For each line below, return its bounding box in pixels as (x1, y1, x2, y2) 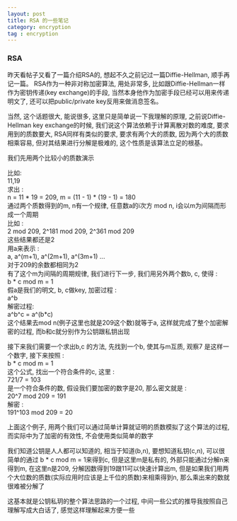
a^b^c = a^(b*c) (7, 310, 53, 318)
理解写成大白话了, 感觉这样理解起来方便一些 (7, 505, 135, 514)
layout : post (7, 10, 46, 18)
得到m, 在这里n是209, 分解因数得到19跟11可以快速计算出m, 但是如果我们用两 (7, 464, 229, 472)
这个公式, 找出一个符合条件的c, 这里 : (7, 367, 115, 375)
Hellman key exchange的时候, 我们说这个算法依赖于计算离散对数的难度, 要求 (7, 121, 230, 129)
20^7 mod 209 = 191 (7, 392, 67, 400)
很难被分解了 (7, 481, 45, 490)
